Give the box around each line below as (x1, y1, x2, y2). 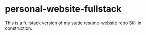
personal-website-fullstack (5, 3, 122, 15)
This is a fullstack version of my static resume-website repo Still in (5, 20, 142, 26)
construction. (5, 25, 32, 31)
